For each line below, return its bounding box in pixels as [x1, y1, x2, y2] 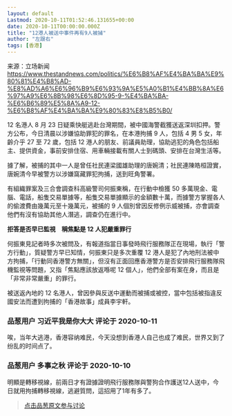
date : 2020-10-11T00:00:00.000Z [7, 23, 100, 30]
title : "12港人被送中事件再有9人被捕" [7, 29, 106, 37]
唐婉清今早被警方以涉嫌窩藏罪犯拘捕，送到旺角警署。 [7, 170, 159, 178]
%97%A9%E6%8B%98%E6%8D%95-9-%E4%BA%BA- [7, 92, 169, 100]
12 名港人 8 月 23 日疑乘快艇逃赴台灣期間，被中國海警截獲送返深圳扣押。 [7, 121, 215, 128]
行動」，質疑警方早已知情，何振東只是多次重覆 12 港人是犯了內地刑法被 [12, 248, 214, 256]
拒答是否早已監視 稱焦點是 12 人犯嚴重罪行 [7, 225, 132, 233]
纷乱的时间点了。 [7, 342, 56, 350]
